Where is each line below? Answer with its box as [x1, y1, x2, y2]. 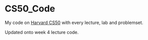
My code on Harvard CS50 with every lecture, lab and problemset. [5, 19, 143, 25]
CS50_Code [5, 3, 55, 14]
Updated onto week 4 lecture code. [5, 29, 79, 35]
